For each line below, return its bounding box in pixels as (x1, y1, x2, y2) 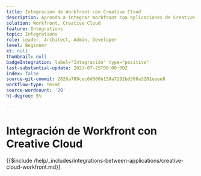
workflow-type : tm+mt (6, 82, 61, 88)
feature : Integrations (6, 25, 63, 32)
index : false (6, 71, 39, 77)
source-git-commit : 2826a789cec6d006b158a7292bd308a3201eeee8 (6, 76, 165, 82)
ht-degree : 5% (6, 93, 42, 99)
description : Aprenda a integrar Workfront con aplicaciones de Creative (6, 14, 196, 20)
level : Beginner (6, 43, 47, 49)
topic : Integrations (6, 31, 58, 37)
